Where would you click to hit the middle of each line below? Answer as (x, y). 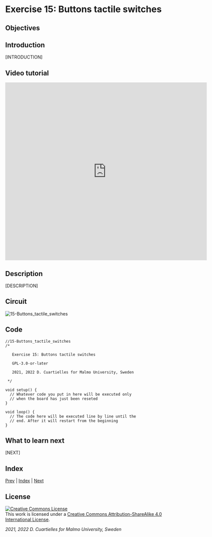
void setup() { (21, 390)
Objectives (23, 28)
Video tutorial (27, 73)
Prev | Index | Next (24, 481)
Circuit (16, 302)
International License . (28, 520)
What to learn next (35, 441)
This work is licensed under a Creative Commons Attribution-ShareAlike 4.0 (84, 514)
